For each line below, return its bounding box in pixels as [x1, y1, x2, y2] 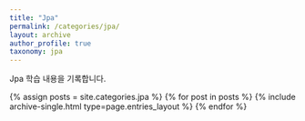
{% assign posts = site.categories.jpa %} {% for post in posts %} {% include [9, 92, 296, 103]
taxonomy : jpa [9, 47, 64, 56]
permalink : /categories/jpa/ [9, 22, 120, 31]
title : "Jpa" [9, 13, 59, 23]
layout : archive [9, 30, 71, 39]
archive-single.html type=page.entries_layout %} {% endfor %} [9, 101, 248, 112]
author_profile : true [9, 38, 92, 48]
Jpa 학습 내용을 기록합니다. [9, 74, 107, 85]
